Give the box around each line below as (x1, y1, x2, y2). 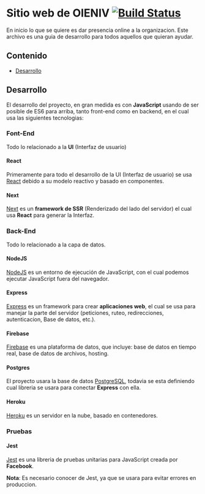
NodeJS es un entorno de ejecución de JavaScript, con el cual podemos (6, 268, 189, 276)
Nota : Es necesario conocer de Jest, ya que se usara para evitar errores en (6, 474, 196, 481)
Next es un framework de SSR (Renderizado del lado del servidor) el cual (6, 205, 192, 213)
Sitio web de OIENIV (6, 6, 110, 20)
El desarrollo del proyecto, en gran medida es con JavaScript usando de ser (6, 101, 199, 108)
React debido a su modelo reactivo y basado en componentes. (6, 178, 164, 185)
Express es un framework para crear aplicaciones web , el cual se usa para (6, 302, 196, 310)
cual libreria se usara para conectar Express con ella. (6, 384, 141, 392)
